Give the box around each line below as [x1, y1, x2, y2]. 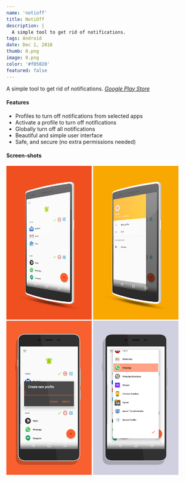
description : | [6, 22, 45, 29]
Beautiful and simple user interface [15, 131, 103, 139]
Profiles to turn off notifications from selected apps [15, 112, 143, 120]
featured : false [6, 67, 47, 73]
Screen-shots [6, 152, 42, 159]
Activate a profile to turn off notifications [15, 118, 117, 126]
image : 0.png [6, 55, 39, 61]
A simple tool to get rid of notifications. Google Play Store [6, 85, 150, 92]
